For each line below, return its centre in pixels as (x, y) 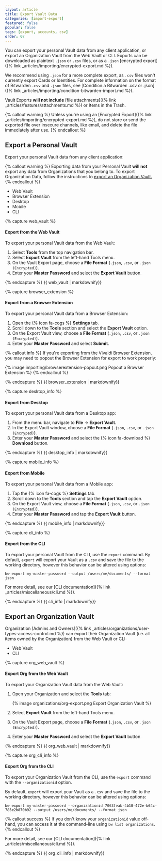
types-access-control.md (31, 633)
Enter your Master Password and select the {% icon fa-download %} (81, 438)
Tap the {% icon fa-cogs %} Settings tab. (54, 493)
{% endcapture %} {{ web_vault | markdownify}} (53, 282)
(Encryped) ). (24, 433)
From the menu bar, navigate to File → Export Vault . (64, 423)
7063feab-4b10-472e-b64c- (131, 806)
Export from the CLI (25, 544)
